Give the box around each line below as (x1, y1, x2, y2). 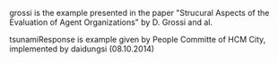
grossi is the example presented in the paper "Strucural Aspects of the (9, 8, 270, 18)
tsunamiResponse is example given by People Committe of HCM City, (9, 35, 266, 44)
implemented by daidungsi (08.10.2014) (9, 43, 155, 54)
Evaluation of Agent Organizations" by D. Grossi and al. (9, 17, 213, 28)
